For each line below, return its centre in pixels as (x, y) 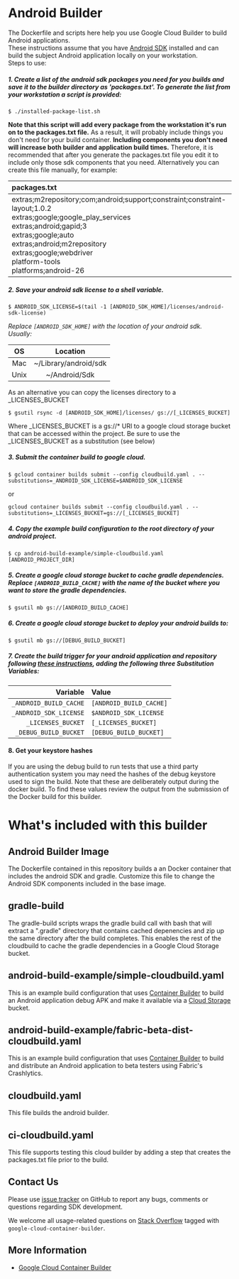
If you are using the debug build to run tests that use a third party (103, 766)
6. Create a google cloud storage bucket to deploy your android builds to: (118, 624)
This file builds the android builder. (59, 1113)
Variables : (24, 671)
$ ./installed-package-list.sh (54, 111)
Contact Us (33, 1182)
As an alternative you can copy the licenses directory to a (92, 392)
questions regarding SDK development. (66, 1207)
